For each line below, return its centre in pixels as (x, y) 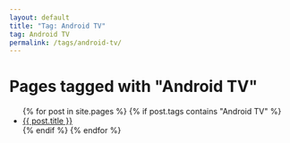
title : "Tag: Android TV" (57, 26)
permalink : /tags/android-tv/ (66, 42)
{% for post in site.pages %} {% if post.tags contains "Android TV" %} (152, 112)
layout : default (39, 17)
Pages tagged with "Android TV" (133, 87)
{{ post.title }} (47, 121)
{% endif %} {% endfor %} (72, 130)
